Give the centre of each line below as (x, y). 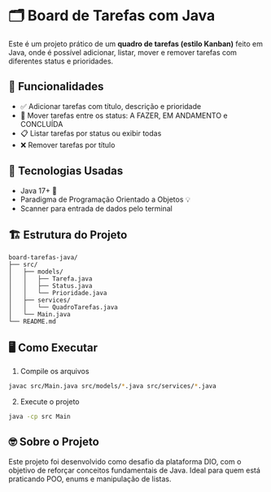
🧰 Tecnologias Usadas (66, 171)
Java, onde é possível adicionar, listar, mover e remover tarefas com (123, 52)
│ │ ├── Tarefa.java (50, 279)
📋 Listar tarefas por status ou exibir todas (91, 133)
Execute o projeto (50, 402)
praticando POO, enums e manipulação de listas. (90, 479)
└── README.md (33, 322)
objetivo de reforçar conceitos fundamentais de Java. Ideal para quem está (134, 470)
